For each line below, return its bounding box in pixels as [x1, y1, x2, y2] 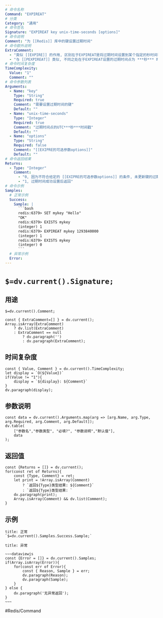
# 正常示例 [9, 193, 29, 198]
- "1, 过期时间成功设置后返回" [17, 179, 73, 184]
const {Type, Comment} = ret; [14, 473, 75, 478]
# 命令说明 [5, 35, 24, 39]
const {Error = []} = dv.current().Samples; [5, 556, 97, 561]
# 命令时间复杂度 [5, 61, 35, 66]
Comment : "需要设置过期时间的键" [14, 102, 74, 107]
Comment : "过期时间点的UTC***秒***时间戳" [14, 125, 94, 129]
